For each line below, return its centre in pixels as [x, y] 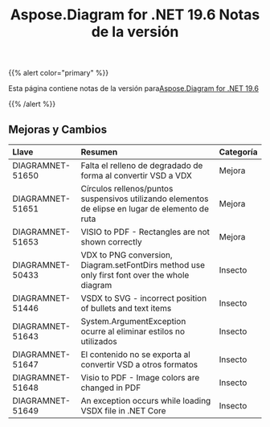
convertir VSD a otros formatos [139, 365]
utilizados [99, 341]
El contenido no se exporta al [135, 354]
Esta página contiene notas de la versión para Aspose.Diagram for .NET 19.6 [134, 88]
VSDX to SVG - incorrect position [144, 298]
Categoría [238, 152]
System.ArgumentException [133, 321]
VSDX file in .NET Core [123, 411]
